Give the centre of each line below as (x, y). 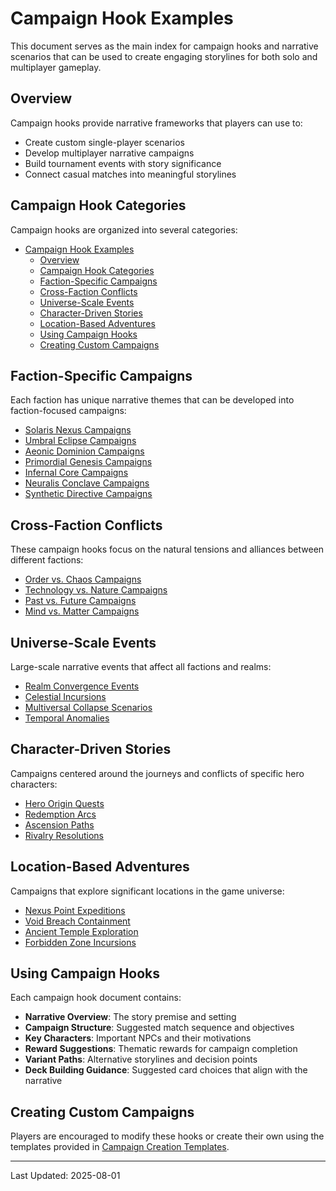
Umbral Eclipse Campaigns (80, 441)
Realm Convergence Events (82, 686)
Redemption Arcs (60, 814)
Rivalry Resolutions (64, 835)
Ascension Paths (59, 824)
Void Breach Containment (77, 921)
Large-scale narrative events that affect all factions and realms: (141, 666)
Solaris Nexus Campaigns (78, 430)
